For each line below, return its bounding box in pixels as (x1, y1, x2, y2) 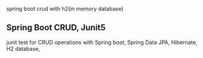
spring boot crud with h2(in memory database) (6, 5, 124, 12)
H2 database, (6, 45, 40, 52)
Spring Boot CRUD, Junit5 (6, 22, 106, 33)
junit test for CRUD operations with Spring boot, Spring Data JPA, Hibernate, (6, 39, 198, 46)
